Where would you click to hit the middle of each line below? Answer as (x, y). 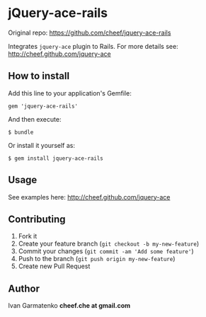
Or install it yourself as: (41, 145)
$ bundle (21, 132)
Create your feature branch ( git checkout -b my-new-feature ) (109, 244)
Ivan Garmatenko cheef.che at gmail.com (69, 306)
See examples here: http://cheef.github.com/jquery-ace (89, 197)
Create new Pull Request (54, 266)
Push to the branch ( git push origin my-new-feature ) (97, 259)
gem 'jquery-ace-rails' (43, 106)
